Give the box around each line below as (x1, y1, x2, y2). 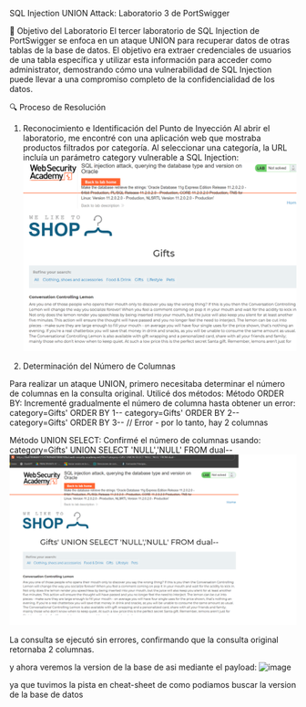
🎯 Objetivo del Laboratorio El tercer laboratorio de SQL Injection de (9, 26, 260, 36)
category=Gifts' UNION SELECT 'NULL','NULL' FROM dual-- (9, 444, 234, 455)
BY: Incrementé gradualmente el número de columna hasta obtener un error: (9, 397, 296, 409)
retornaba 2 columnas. (9, 644, 95, 655)
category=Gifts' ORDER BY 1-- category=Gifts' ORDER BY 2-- (9, 407, 240, 418)
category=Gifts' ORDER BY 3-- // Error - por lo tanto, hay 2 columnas (9, 417, 269, 428)
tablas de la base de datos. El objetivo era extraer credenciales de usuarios (9, 45, 291, 56)
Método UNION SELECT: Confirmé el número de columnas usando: (9, 434, 261, 445)
